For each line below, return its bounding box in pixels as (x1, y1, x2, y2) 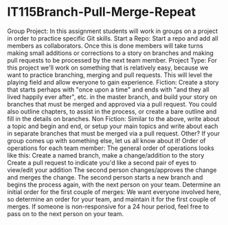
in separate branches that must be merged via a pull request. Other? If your (7, 129, 220, 138)
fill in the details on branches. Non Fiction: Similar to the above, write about (7, 114, 220, 122)
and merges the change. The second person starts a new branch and (7, 173, 203, 181)
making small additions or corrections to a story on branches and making (7, 49, 214, 57)
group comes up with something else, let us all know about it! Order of (7, 136, 206, 144)
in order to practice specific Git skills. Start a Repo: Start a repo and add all (7, 34, 218, 42)
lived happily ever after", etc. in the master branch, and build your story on (7, 92, 218, 100)
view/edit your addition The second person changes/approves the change (7, 166, 217, 174)
